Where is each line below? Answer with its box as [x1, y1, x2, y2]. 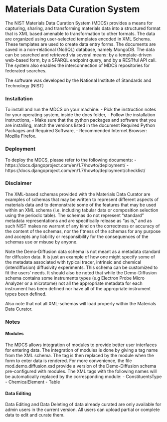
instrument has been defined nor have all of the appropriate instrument [5, 285, 151, 291]
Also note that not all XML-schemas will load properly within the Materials [5, 300, 157, 306]
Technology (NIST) [5, 82, 44, 88]
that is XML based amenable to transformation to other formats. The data [5, 30, 156, 36]
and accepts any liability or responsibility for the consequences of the [5, 233, 149, 239]
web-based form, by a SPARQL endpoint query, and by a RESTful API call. [5, 57, 157, 63]
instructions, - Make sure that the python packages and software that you [5, 117, 157, 123]
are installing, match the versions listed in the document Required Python [5, 122, 156, 128]
